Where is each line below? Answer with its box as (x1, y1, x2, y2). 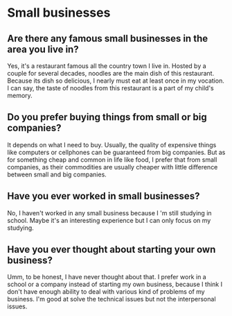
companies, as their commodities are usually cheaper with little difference (7, 163, 218, 171)
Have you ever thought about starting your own (7, 244, 216, 256)
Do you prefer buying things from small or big (7, 111, 207, 123)
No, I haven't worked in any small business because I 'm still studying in (7, 208, 213, 217)
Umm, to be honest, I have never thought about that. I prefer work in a (7, 273, 206, 281)
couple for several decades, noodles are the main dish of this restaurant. (7, 69, 215, 77)
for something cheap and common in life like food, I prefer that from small (7, 155, 217, 164)
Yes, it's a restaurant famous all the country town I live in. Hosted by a (7, 62, 206, 70)
